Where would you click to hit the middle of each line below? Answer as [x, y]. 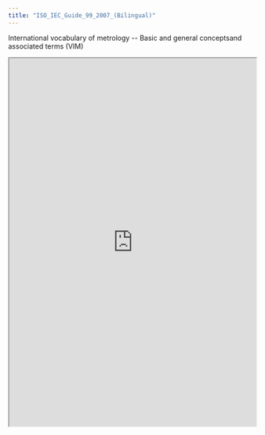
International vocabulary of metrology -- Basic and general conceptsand [125, 38]
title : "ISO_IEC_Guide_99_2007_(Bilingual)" [82, 15]
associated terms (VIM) [46, 46]
